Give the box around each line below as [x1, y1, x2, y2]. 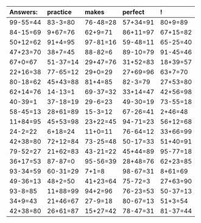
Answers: [9, 8, 38, 16]
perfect [122, 8, 145, 16]
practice [47, 8, 72, 16]
